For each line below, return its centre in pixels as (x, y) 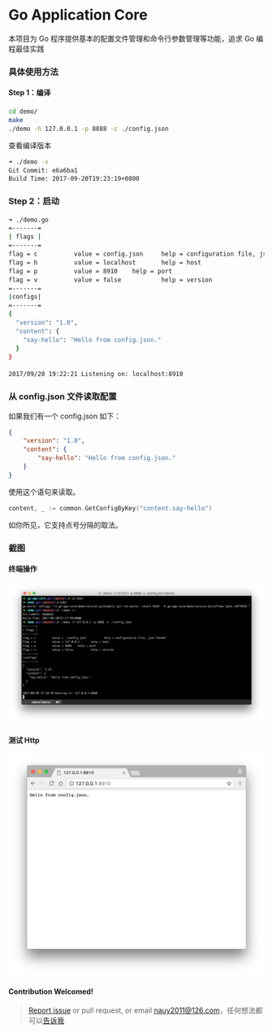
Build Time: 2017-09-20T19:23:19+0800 (74, 179)
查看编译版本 (30, 145)
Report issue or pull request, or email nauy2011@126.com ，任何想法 (142, 1010)
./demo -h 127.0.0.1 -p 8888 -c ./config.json (89, 129)
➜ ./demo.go (28, 220)
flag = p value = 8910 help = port (91, 271)
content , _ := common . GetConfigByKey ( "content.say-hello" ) (110, 508)
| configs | (25, 297)
